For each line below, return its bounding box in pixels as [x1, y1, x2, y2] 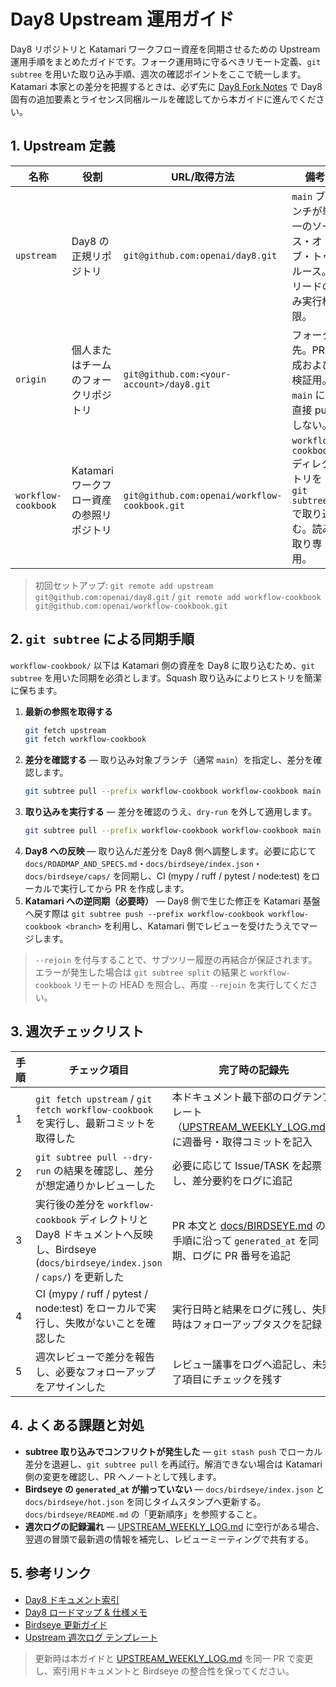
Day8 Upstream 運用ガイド [10, 8, 235, 31]
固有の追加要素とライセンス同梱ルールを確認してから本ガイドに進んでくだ [10, 93, 317, 105]
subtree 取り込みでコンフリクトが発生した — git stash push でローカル [24, 1445, 323, 1457]
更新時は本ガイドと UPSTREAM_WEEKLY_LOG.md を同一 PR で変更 [34, 1652, 314, 1664]
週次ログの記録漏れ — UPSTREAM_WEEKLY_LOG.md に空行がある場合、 [24, 1520, 325, 1532]
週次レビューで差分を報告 [35, 1350, 156, 1364]
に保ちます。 [10, 684, 63, 696]
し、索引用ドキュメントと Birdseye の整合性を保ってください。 [34, 1665, 295, 1677]
